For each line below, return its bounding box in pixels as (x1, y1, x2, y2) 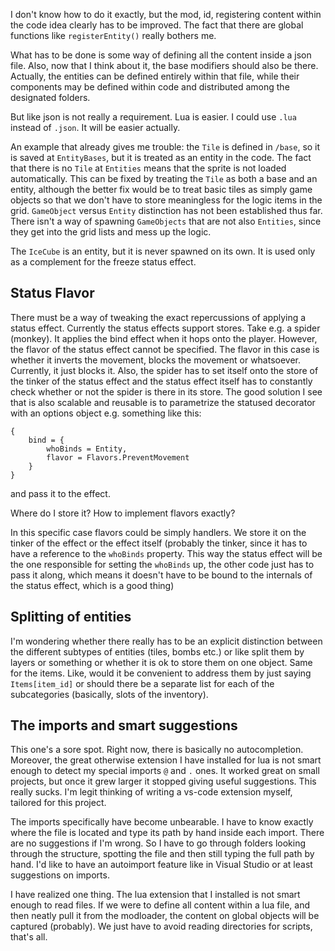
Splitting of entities (10, 609, 132, 626)
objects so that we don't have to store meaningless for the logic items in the (10, 194, 323, 206)
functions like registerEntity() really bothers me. (10, 30, 217, 41)
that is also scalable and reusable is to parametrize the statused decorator (10, 396, 316, 408)
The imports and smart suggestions (10, 717, 238, 734)
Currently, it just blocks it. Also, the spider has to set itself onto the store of (10, 364, 319, 376)
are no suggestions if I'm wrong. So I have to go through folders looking (10, 837, 307, 849)
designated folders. (10, 92, 91, 103)
